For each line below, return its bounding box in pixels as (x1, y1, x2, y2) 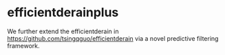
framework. (7, 41, 40, 50)
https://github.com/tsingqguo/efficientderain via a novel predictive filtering (7, 34, 219, 42)
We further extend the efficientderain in (7, 27, 119, 35)
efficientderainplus (7, 5, 119, 20)
